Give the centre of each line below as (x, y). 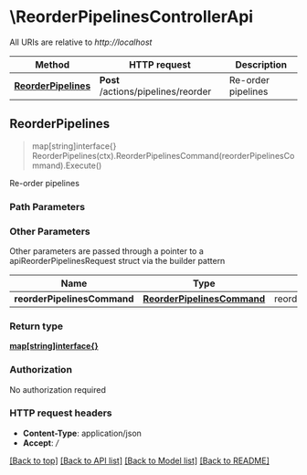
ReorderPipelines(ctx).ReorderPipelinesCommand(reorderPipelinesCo (163, 155)
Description (261, 64)
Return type (37, 326)
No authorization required (58, 389)
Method (53, 64)
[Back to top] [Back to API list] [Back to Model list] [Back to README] (139, 460)
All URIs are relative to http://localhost (81, 42)
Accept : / (41, 443)
